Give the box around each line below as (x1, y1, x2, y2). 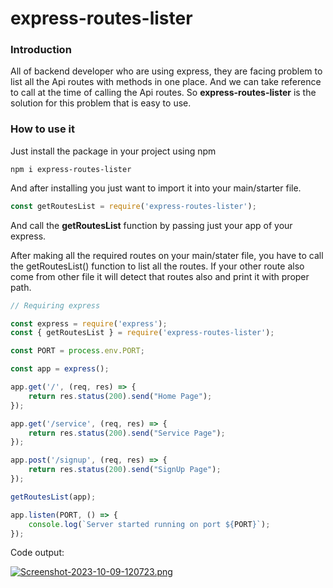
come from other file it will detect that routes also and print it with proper (10, 270, 310, 282)
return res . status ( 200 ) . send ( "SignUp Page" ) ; (28, 465, 222, 475)
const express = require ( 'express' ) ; (10, 318, 168, 329)
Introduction (10, 43, 72, 57)
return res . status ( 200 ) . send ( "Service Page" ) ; (28, 428, 226, 438)
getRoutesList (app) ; (10, 492, 97, 502)
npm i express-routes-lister (10, 164, 132, 174)
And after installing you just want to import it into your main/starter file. (10, 182, 302, 194)
